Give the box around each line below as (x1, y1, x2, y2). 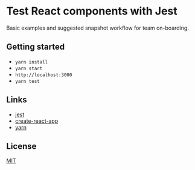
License (6, 141, 37, 151)
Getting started (6, 42, 65, 52)
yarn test (14, 78, 40, 84)
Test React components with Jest (6, 4, 178, 18)
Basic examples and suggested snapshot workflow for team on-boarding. (6, 24, 189, 31)
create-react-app (14, 117, 59, 125)
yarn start (14, 65, 43, 71)
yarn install (14, 59, 48, 65)
